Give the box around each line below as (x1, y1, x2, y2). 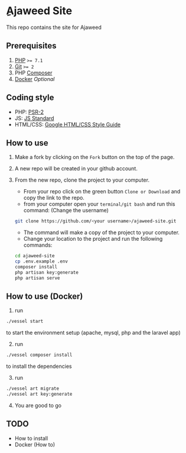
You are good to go (14, 402, 62, 409)
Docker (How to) (14, 441, 56, 448)
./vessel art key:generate (6, 391, 73, 397)
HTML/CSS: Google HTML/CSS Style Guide (14, 121, 121, 128)
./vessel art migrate (6, 386, 60, 391)
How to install (14, 435, 48, 442)
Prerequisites (6, 41, 57, 51)
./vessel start (6, 318, 44, 325)
